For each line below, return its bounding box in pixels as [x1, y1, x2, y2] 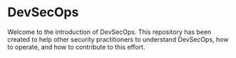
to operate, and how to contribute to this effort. [7, 42, 145, 51]
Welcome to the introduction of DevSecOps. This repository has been [7, 28, 212, 36]
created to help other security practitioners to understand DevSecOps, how [7, 35, 229, 43]
